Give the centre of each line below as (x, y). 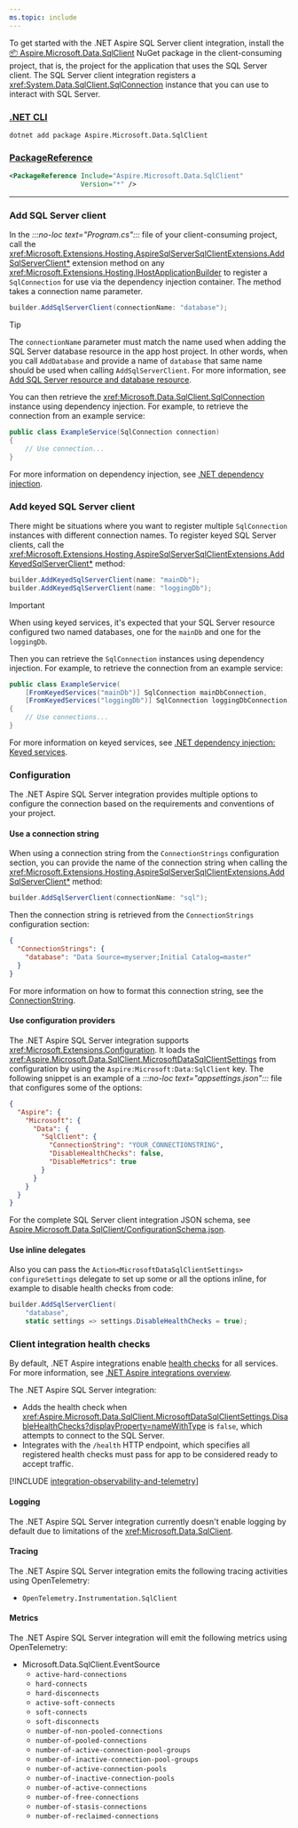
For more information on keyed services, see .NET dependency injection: (142, 742)
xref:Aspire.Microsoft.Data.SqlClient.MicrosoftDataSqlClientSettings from (143, 1059)
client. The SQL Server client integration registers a (103, 75)
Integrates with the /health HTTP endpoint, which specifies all (136, 1445)
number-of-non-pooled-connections (99, 1731)
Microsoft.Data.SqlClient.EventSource (91, 1664)
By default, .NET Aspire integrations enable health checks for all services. (144, 1363)
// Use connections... (67, 718)
